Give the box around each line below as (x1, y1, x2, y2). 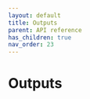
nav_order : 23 (8, 41, 55, 49)
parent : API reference (8, 26, 82, 34)
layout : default (8, 11, 61, 20)
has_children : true (8, 33, 72, 42)
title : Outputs (8, 19, 58, 27)
